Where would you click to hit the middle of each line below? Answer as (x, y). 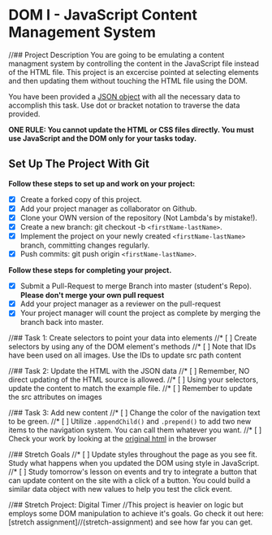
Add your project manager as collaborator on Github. (108, 208)
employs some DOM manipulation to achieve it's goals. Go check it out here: (136, 514)
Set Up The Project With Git (79, 164)
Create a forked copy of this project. (81, 199)
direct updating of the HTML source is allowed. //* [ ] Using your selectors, (133, 379)
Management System (82, 32)
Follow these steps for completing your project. (90, 270)
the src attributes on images (56, 397)
